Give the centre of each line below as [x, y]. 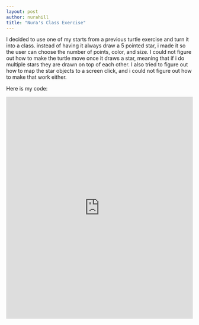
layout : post [22, 12]
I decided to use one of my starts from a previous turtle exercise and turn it [98, 40]
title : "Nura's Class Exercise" [46, 22]
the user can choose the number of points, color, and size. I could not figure [99, 52]
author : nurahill [28, 17]
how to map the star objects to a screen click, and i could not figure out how [99, 71]
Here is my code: [27, 89]
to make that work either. [36, 77]
